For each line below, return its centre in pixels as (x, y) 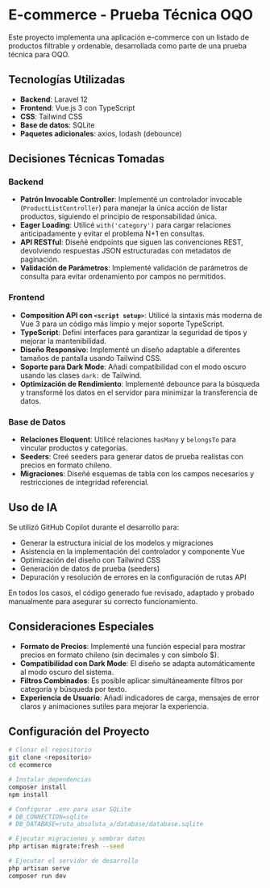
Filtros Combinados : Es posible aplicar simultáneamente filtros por (131, 681)
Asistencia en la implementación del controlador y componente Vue (133, 551)
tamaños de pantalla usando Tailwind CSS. (91, 358)
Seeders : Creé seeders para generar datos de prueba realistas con (131, 457)
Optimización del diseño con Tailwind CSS (90, 559)
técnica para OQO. (39, 54)
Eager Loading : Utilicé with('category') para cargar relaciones (125, 225)
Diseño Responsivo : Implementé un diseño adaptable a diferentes (130, 350)
